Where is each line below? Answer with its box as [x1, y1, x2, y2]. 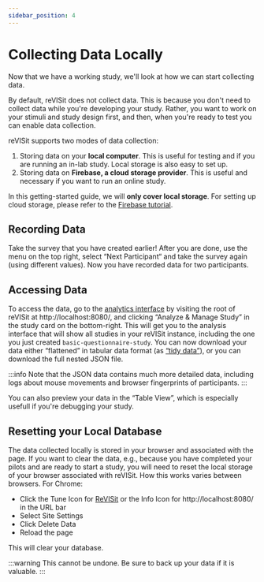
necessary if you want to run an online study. [19, 176, 166, 185]
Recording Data [8, 222, 86, 236]
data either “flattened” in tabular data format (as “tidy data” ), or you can [8, 346, 242, 356]
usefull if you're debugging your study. [8, 401, 134, 411]
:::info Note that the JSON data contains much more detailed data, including [8, 370, 255, 379]
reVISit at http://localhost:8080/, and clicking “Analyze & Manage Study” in [8, 312, 250, 322]
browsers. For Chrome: [8, 479, 84, 488]
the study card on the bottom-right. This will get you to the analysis [8, 321, 227, 330]
